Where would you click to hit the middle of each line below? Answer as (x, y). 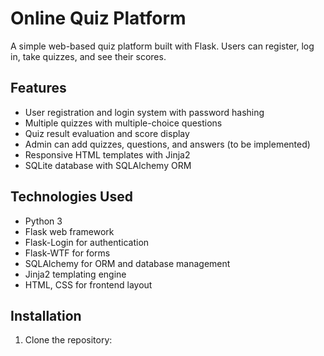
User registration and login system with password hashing (144, 112)
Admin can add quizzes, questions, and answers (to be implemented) (167, 144)
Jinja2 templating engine (75, 274)
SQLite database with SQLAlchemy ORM (108, 165)
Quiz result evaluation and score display (107, 133)
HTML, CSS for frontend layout (88, 284)
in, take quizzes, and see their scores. (88, 56)
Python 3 (43, 221)
